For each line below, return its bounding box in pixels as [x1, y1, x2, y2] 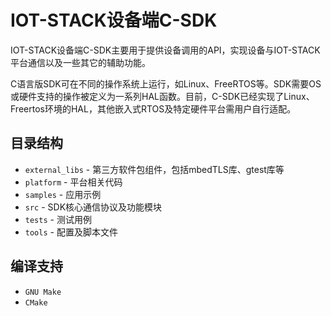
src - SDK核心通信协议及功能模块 [24, 201, 163, 213]
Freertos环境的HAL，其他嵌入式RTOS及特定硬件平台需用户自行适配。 [10, 102, 297, 115]
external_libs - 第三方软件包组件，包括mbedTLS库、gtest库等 [24, 163, 285, 175]
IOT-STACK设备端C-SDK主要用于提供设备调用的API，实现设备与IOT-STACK [10, 44, 321, 56]
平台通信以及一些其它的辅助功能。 [10, 56, 151, 68]
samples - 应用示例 [24, 188, 102, 200]
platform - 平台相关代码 [24, 176, 123, 188]
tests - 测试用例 [24, 213, 92, 225]
